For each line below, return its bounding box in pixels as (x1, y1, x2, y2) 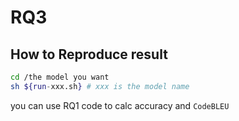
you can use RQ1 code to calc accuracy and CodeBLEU (10, 99, 230, 111)
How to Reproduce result (10, 46, 168, 63)
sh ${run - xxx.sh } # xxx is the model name (10, 81, 190, 91)
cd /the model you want (10, 72, 110, 82)
